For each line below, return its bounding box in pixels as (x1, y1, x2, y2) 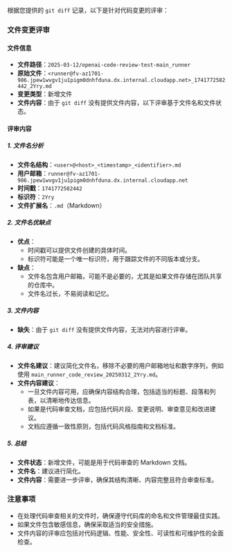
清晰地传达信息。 (46, 396, 95, 404)
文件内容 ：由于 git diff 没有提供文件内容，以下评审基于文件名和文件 (17, 99, 216, 107)
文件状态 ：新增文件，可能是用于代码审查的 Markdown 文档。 (17, 458, 191, 467)
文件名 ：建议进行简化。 (17, 467, 84, 475)
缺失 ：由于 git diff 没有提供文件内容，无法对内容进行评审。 (17, 325, 192, 333)
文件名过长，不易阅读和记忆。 (27, 289, 113, 297)
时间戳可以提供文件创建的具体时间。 (27, 246, 132, 254)
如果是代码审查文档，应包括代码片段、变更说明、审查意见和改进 (27, 405, 210, 413)
